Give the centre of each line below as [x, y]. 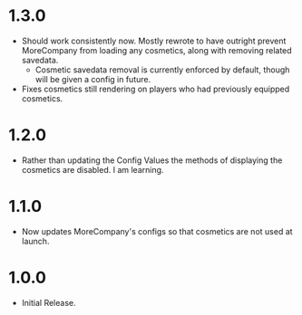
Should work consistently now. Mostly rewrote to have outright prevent [154, 41]
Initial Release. [49, 302]
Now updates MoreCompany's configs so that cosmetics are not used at [157, 231]
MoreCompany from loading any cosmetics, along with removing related [156, 50]
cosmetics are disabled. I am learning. [93, 169]
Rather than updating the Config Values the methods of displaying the [152, 160]
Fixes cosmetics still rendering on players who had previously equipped [156, 89]
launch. [35, 241]
